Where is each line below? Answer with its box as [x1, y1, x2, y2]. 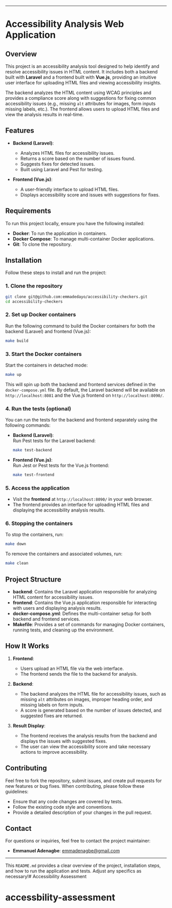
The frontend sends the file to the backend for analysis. [20, 670, 138, 677]
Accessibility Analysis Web [5, 19, 124, 30]
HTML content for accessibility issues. [12, 594, 94, 601]
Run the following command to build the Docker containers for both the [5, 322, 155, 329]
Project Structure [5, 575, 61, 584]
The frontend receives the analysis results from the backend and [20, 732, 157, 738]
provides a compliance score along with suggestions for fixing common [5, 95, 156, 101]
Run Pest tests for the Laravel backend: [12, 438, 96, 444]
